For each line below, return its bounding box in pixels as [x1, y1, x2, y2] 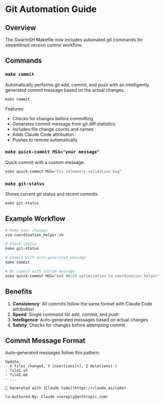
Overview [5, 24, 36, 32]
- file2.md [5, 372, 28, 377]
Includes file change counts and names [12, 126, 94, 132]
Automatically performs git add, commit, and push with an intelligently [5, 82, 149, 88]
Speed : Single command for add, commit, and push [12, 311, 119, 317]
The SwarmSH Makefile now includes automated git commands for [5, 37, 143, 43]
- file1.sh [5, 368, 28, 373]
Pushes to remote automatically [12, 137, 78, 143]
